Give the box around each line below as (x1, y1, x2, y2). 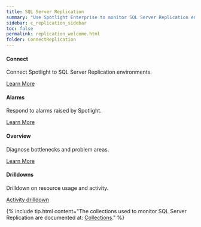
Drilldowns (6, 171, 34, 178)
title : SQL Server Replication (6, 8, 84, 15)
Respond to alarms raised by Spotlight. (6, 107, 102, 114)
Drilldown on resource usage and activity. (6, 184, 109, 192)
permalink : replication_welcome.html (6, 31, 100, 37)
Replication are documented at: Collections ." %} (6, 214, 125, 221)
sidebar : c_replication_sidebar (6, 20, 87, 26)
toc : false (6, 25, 33, 32)
